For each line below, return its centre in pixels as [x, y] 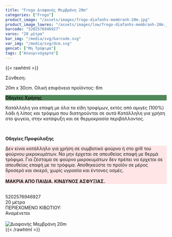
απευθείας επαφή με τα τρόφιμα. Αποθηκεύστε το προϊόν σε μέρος [77, 165]
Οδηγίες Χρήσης [24, 98]
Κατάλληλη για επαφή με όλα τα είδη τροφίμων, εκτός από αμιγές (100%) [85, 107]
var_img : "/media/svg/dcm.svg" [39, 44]
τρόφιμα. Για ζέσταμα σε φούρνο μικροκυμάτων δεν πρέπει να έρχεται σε [84, 159]
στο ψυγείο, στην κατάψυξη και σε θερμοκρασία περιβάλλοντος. [75, 118]
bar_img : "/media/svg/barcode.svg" [43, 39]
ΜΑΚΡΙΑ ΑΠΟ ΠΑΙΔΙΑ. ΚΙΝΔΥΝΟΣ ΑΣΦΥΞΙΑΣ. [55, 181]
